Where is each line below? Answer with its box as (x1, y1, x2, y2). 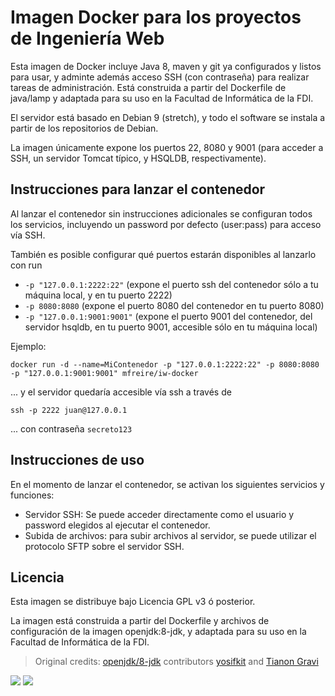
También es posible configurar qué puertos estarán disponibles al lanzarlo (10, 248, 317, 260)
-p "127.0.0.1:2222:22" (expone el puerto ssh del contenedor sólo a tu (24, 278, 319, 290)
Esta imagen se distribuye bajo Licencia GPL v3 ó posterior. (10, 596, 256, 608)
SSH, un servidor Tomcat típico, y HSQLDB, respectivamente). (10, 152, 267, 164)
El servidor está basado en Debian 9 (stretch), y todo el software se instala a (10, 111, 326, 123)
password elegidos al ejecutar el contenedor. (24, 519, 211, 531)
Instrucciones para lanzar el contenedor (10, 181, 266, 198)
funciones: (10, 489, 55, 501)
